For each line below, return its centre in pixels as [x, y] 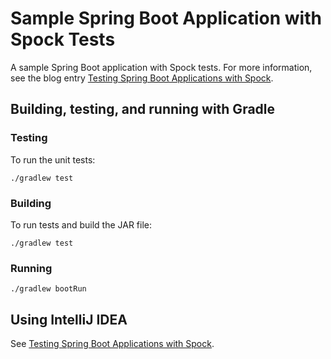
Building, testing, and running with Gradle [143, 109]
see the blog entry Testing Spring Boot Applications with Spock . [142, 78]
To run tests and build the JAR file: [81, 224]
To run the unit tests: [53, 159]
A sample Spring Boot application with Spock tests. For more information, [161, 67]
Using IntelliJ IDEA [69, 319]
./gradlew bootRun [48, 289]
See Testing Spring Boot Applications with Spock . [112, 344]
